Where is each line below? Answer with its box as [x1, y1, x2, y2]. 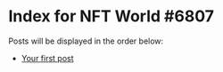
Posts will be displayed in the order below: [8, 36, 164, 46]
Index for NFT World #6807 [8, 6, 215, 27]
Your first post [21, 52, 74, 63]
